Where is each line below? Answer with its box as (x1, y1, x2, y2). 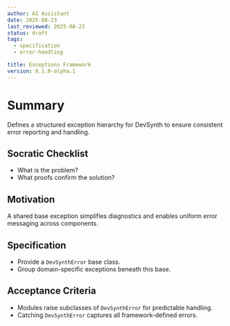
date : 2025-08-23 (7, 17, 57, 24)
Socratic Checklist (7, 147, 89, 159)
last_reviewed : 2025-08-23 (7, 23, 85, 30)
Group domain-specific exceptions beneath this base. (17, 265, 171, 273)
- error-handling (13, 49, 64, 56)
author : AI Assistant (7, 10, 70, 17)
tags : (7, 36, 23, 43)
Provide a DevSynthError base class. (17, 257, 121, 266)
